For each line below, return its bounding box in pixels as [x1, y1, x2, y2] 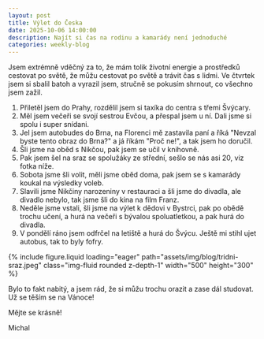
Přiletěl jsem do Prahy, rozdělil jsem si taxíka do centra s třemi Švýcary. [19, 103, 251, 113]
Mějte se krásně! [8, 308, 62, 318]
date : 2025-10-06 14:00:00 [8, 26, 97, 34]
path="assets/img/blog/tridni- [141, 252, 239, 262]
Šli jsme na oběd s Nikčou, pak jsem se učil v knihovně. [19, 145, 199, 155]
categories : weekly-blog [8, 41, 90, 49]
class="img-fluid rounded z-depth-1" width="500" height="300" [43, 261, 254, 270]
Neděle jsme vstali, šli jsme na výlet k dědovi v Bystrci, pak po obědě [19, 203, 244, 213]
